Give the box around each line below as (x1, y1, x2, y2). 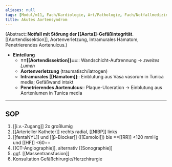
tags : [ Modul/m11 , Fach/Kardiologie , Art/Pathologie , (5, 12, 123, 17)
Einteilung (12, 52, 35, 58)
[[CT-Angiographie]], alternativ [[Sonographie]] (12, 145, 113, 151)
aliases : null (5, 7, 36, 13)
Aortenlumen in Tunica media (20, 90, 83, 96)
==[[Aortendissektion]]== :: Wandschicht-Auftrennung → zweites (20, 57, 160, 64)
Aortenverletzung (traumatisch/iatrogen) (20, 68, 108, 74)
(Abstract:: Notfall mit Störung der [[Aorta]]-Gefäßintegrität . (5, 31, 134, 37)
